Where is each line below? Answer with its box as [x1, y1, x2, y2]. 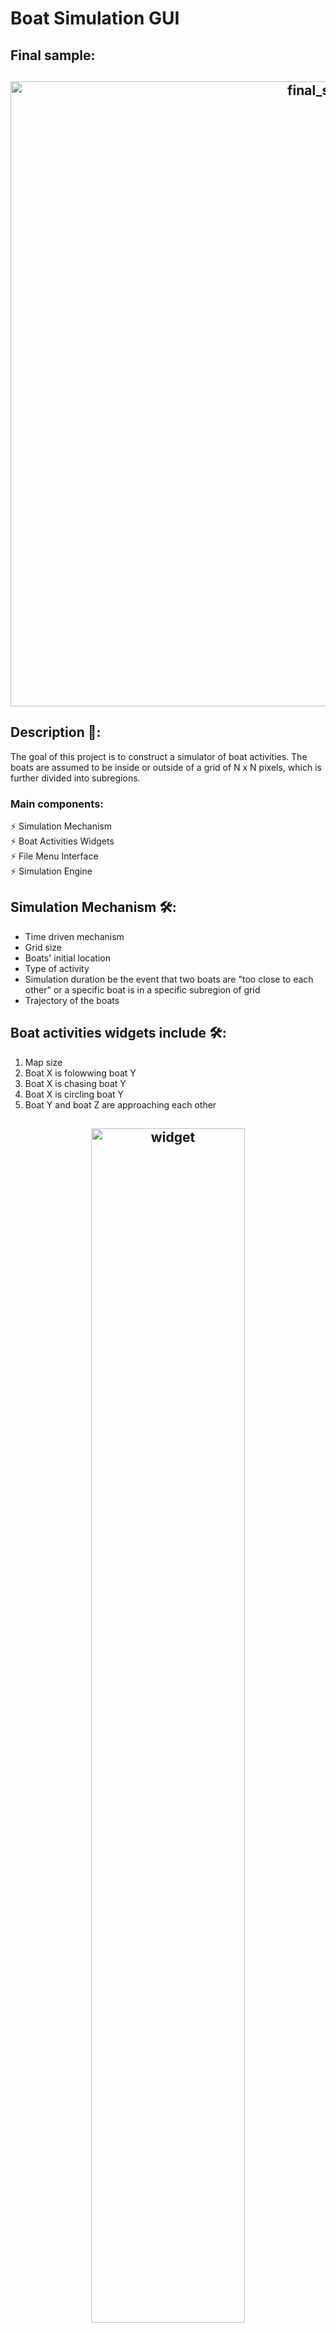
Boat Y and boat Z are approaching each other [24, 1098, 217, 1111]
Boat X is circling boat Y [24, 1088, 125, 1100]
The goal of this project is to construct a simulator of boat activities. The [10, 750, 308, 762]
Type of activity [24, 962, 90, 974]
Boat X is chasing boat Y [24, 1077, 127, 1089]
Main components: [10, 797, 104, 811]
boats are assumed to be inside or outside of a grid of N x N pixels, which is [10, 761, 322, 773]
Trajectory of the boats [24, 994, 120, 1006]
